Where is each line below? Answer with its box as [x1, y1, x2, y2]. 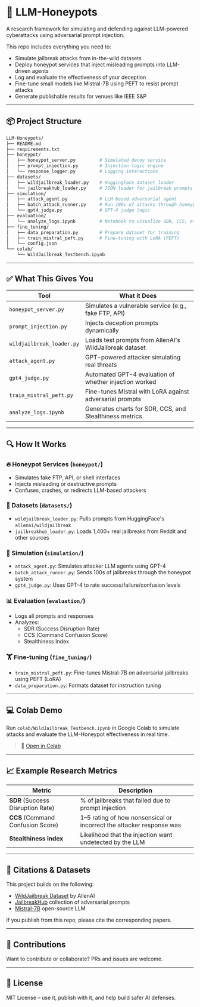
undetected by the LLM [80, 838, 145, 846]
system [14, 575, 33, 583]
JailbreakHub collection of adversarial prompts [14, 898, 130, 906]
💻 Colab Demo [6, 706, 62, 716]
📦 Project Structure [6, 116, 82, 127]
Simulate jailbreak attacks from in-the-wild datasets [14, 54, 142, 61]
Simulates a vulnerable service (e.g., [85, 301, 187, 310]
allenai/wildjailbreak [14, 522, 71, 528]
